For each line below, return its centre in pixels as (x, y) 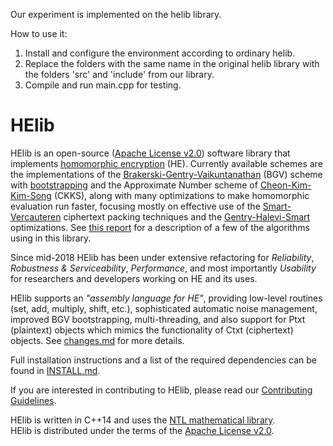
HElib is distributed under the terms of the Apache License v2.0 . (142, 430)
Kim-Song (31, 195)
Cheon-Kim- (285, 185)
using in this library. (51, 238)
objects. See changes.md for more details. (97, 340)
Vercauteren (36, 216)
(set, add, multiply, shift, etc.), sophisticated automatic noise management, (164, 308)
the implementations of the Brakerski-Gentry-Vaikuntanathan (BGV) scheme (166, 174)
